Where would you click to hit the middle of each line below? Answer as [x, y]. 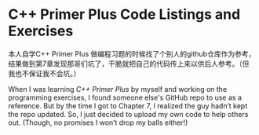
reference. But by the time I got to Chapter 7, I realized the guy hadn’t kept [128, 106]
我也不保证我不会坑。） [44, 73]
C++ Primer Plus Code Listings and [124, 15]
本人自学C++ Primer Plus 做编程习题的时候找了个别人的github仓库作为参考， [132, 53]
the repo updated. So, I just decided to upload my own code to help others [128, 114]
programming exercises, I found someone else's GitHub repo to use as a [125, 97]
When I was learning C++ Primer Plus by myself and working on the [118, 89]
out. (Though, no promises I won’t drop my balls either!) [98, 122]
